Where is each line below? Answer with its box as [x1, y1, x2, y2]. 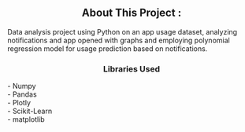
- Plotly [7, 98, 32, 108]
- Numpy [7, 82, 36, 91]
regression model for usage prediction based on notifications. [7, 43, 208, 53]
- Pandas [7, 90, 37, 99]
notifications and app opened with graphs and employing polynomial [7, 35, 230, 45]
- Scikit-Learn [7, 106, 53, 116]
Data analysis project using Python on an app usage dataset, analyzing [7, 27, 238, 36]
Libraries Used [102, 63, 161, 74]
